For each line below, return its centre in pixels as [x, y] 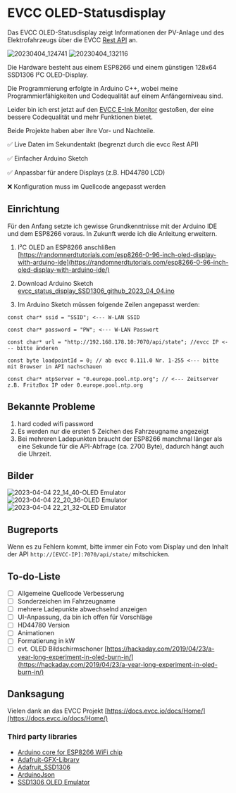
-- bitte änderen [33, 348]
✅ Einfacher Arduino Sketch [48, 158]
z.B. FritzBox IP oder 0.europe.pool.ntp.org [75, 385]
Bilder [20, 476]
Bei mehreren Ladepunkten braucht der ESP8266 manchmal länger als [120, 439]
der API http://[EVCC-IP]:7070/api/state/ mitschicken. [89, 554]
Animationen [36, 633]
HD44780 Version [44, 625]
